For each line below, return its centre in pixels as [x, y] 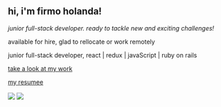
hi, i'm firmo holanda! [55, 11]
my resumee [26, 82]
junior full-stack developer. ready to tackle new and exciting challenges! [111, 28]
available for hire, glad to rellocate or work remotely [81, 42]
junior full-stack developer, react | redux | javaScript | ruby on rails [103, 55]
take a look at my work [40, 68]
